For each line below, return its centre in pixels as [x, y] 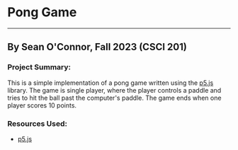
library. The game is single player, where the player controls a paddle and [114, 90]
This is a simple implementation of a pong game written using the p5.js [110, 83]
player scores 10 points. [42, 105]
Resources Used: [37, 123]
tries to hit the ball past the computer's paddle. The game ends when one [114, 98]
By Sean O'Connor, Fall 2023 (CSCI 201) [97, 47]
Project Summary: [39, 67]
